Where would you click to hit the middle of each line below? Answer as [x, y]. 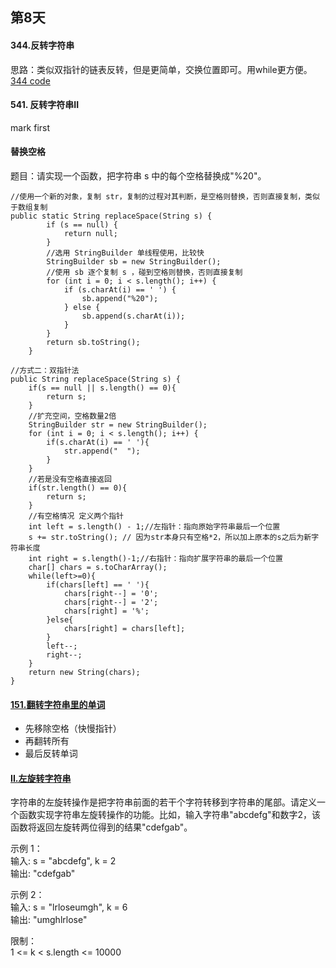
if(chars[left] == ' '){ [98, 585]
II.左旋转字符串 [41, 778]
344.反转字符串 [42, 45]
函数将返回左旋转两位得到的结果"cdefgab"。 [101, 827]
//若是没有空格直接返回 [70, 479]
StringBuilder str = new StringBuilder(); [118, 425]
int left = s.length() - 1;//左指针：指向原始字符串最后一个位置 [154, 527]
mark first [30, 127]
